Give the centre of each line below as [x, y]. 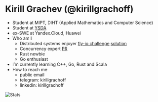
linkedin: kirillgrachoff [42, 85]
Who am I [22, 38]
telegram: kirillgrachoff [43, 80]
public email [32, 75]
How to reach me [30, 69]
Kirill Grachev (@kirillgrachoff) [69, 9]
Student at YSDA [29, 27]
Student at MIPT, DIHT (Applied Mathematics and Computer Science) [83, 23]
